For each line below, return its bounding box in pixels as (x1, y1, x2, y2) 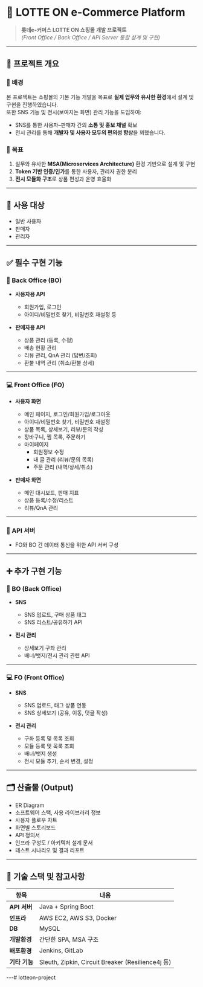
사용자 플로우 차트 (14, 816, 57, 823)
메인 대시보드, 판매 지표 (24, 489, 80, 496)
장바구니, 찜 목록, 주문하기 (24, 433, 86, 440)
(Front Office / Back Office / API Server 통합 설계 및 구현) (21, 33, 161, 41)
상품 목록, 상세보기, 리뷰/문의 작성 (24, 425, 104, 432)
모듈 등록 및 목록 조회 (24, 742, 74, 750)
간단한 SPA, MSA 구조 (39, 935, 99, 944)
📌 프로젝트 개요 (6, 59, 59, 69)
